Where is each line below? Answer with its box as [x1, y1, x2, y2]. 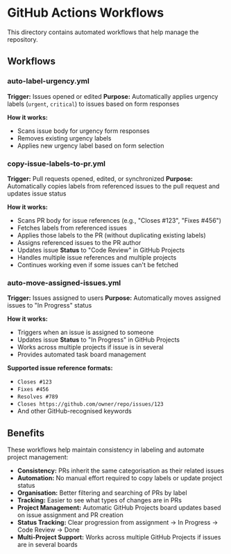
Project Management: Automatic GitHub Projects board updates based [17, 503, 221, 512]
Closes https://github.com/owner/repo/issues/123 [17, 401, 164, 408]
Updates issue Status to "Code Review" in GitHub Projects [17, 246, 185, 254]
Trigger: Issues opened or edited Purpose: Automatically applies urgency [7, 92, 219, 100]
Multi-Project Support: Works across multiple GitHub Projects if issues [17, 533, 221, 541]
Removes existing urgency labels [17, 134, 112, 142]
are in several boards [17, 541, 78, 549]
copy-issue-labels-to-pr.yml [7, 159, 106, 168]
